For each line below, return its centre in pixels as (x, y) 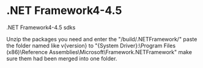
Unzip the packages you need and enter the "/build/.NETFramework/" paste (102, 39)
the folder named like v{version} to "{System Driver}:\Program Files (91, 46)
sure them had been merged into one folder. (62, 58)
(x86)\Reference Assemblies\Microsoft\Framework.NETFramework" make (99, 52)
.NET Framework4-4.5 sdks (41, 27)
